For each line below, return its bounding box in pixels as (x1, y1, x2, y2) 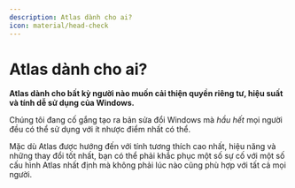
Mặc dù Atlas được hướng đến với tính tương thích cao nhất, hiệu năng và (9, 141, 276, 152)
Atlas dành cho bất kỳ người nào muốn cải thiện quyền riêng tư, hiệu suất (9, 88, 283, 99)
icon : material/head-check (9, 21, 109, 30)
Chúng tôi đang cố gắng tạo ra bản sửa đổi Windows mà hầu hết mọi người (9, 115, 283, 125)
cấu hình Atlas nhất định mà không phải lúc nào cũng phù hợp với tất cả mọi (9, 160, 286, 170)
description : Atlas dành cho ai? (9, 12, 133, 22)
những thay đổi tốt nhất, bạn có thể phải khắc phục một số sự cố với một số (9, 151, 285, 162)
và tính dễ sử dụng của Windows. (9, 98, 135, 109)
